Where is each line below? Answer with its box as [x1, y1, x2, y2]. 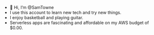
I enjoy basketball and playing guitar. [9, 15, 84, 20]
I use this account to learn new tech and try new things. [9, 10, 122, 15]
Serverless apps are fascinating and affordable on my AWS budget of [9, 20, 149, 25]
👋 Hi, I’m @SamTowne [9, 5, 54, 10]
